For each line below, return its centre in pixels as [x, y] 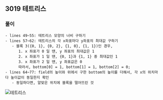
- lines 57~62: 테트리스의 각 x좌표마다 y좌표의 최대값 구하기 [62, 41]
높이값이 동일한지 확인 [30, 77]
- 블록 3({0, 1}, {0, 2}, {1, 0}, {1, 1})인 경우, [62, 46]
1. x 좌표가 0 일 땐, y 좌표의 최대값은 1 [56, 51]
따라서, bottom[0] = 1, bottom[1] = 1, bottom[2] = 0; [74, 67]
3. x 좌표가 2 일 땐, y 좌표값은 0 [50, 62]
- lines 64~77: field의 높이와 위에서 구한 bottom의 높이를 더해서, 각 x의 [75, 72]
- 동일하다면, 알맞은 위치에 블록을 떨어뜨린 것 [53, 83]
